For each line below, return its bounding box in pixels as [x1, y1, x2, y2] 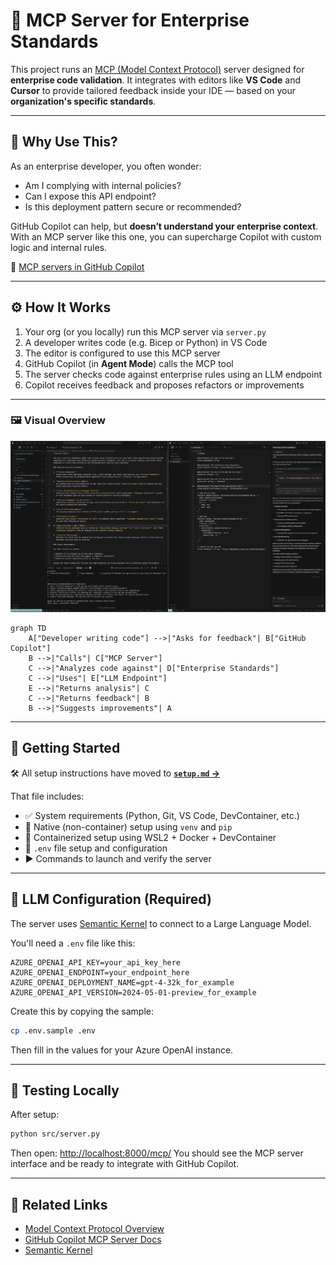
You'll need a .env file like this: [10, 937, 136, 949]
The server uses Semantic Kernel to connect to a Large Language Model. [10, 917, 312, 929]
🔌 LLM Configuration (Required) [10, 891, 212, 908]
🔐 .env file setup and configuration [24, 842, 168, 854]
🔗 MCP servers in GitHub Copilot [10, 260, 145, 273]
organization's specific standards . [10, 95, 157, 107]
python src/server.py [10, 1129, 101, 1139]
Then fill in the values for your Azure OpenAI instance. [10, 1044, 234, 1056]
